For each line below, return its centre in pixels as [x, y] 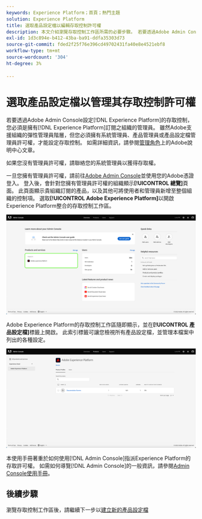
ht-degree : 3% [24, 63]
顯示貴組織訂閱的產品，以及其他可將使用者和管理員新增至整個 [110, 191]
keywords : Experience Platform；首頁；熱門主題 [63, 13]
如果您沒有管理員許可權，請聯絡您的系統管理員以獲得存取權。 [83, 163]
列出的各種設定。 [27, 340]
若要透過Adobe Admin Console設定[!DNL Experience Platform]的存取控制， [99, 120]
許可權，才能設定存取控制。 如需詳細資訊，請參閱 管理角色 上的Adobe [102, 143]
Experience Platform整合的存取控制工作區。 [60, 206]
